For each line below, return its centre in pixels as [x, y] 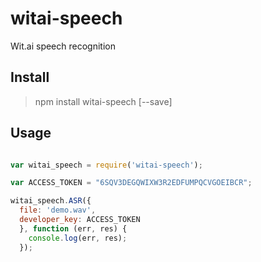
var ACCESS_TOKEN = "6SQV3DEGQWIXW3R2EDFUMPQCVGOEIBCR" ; [131, 183]
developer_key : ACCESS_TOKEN [80, 220]
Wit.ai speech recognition [63, 46]
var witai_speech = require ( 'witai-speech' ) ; [106, 165]
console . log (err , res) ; [78, 238]
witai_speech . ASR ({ [51, 201]
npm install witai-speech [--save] [103, 101]
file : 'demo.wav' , [58, 210]
